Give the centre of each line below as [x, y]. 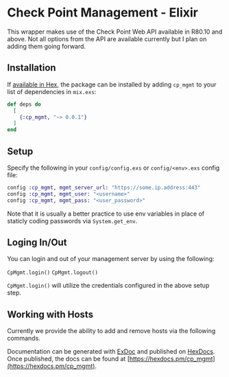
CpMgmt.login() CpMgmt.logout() [52, 273]
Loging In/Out [37, 242]
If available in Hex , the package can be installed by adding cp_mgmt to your [112, 84]
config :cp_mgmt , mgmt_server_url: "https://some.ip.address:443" [104, 187]
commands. [24, 339]
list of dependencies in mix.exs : [52, 91]
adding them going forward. [47, 46]
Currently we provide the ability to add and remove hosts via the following [111, 331]
